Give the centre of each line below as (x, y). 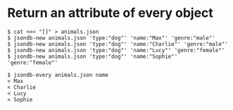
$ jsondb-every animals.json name (58, 75)
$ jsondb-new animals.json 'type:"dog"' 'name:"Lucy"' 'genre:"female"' (116, 50)
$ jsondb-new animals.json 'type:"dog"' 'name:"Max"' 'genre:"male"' (112, 38)
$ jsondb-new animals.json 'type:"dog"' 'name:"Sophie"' (93, 56)
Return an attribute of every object (110, 13)
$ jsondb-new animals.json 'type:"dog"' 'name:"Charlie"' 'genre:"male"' (118, 44)
